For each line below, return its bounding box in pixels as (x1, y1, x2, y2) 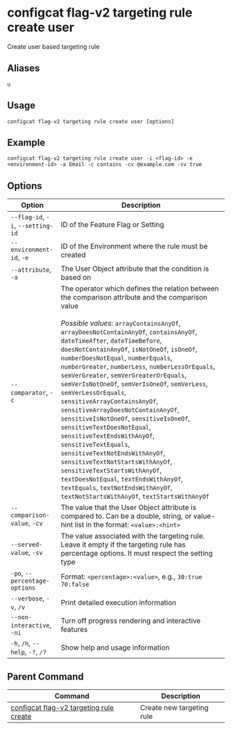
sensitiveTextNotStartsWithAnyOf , (61, 457, 173, 466)
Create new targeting (140, 703, 209, 712)
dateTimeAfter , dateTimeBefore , (61, 336, 162, 345)
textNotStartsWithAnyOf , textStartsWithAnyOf (61, 491, 210, 501)
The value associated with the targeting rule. (61, 531, 205, 541)
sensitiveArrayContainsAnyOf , (61, 396, 159, 406)
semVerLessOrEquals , (61, 387, 126, 397)
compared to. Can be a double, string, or (61, 511, 192, 521)
